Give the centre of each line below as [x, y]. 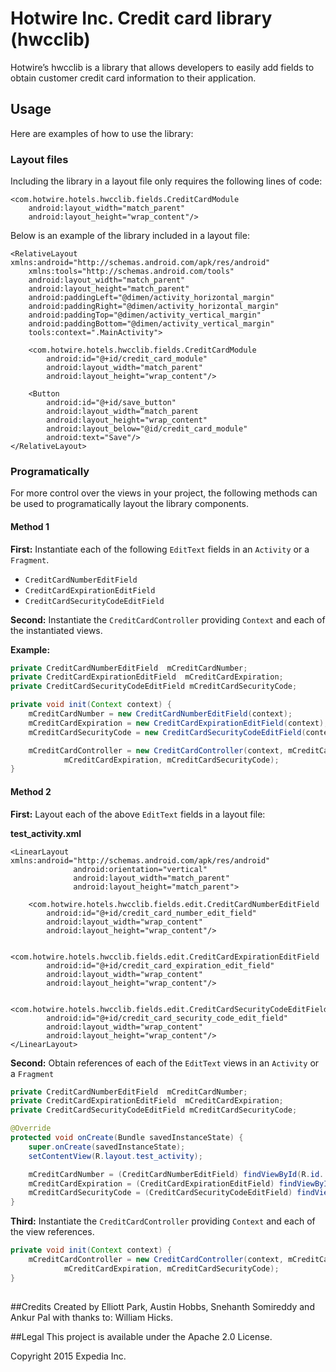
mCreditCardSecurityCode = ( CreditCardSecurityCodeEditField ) [160, 1193]
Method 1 [30, 526]
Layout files [39, 159]
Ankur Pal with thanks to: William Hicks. [92, 1317]
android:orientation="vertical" [140, 869]
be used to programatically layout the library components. [130, 504]
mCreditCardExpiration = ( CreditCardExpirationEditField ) [151, 1183]
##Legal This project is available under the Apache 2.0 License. [141, 1336]
